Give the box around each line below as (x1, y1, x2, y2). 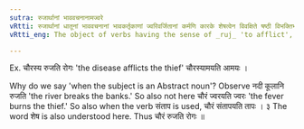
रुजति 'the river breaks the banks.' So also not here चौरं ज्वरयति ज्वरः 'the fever (9, 91, 284, 102)
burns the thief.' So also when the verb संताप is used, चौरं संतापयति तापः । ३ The (9, 101, 288, 112)
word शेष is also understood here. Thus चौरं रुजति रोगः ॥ (9, 111, 205, 122)
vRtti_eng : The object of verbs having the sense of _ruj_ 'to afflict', (9, 30, 294, 39)
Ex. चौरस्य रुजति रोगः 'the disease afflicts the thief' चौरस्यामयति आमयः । (9, 62, 249, 73)
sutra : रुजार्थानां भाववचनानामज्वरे (9, 13, 104, 23)
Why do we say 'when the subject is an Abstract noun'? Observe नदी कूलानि (9, 80, 285, 91)
